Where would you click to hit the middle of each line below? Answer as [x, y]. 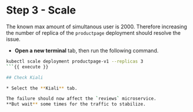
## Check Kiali [25, 77]
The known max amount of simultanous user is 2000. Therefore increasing [96, 27]
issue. [13, 39]
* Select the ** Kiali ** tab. [42, 88]
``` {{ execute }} [27, 67]
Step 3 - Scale [41, 10]
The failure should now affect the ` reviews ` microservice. [81, 99]
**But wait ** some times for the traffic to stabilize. [76, 104]
